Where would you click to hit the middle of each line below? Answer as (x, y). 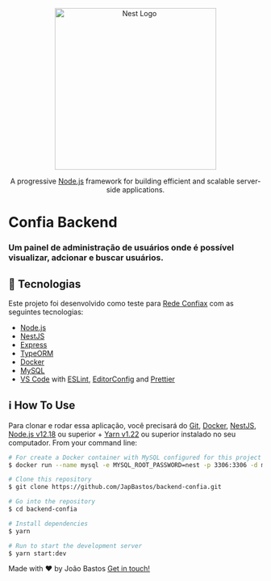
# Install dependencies (48, 524)
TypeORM (37, 353)
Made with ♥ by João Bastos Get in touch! (79, 569)
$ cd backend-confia (43, 509)
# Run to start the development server (75, 545)
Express (33, 344)
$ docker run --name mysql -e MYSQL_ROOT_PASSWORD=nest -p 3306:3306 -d (133, 465)
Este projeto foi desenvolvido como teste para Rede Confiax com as (121, 303)
